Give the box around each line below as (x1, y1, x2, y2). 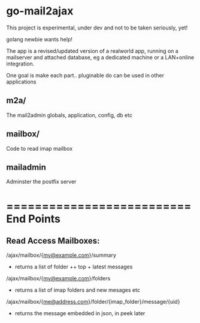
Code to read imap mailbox (6, 145, 73, 152)
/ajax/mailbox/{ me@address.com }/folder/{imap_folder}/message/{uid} (6, 298, 180, 306)
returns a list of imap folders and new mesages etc (14, 286, 141, 294)
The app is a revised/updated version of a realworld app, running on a (6, 47, 178, 55)
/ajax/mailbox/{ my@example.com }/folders (6, 275, 111, 282)
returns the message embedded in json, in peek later (14, 310, 146, 317)
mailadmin (6, 162, 47, 172)
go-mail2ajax (6, 4, 74, 18)
